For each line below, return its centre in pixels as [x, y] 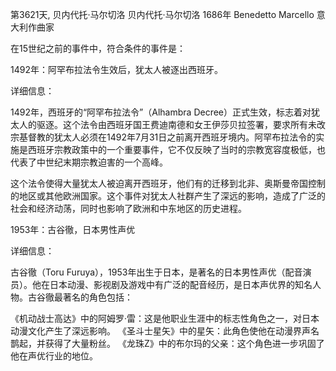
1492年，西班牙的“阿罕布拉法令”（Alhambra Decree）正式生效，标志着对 [161, 112]
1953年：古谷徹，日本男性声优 [73, 229]
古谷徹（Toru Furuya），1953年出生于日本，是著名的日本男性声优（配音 [156, 272]
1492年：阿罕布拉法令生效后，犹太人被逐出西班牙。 [116, 69]
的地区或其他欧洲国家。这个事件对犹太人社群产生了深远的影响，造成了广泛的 [168, 196]
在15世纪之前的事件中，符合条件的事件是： [98, 48]
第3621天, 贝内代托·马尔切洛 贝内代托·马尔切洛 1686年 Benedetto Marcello [162, 14]
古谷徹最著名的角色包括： [80, 297]
